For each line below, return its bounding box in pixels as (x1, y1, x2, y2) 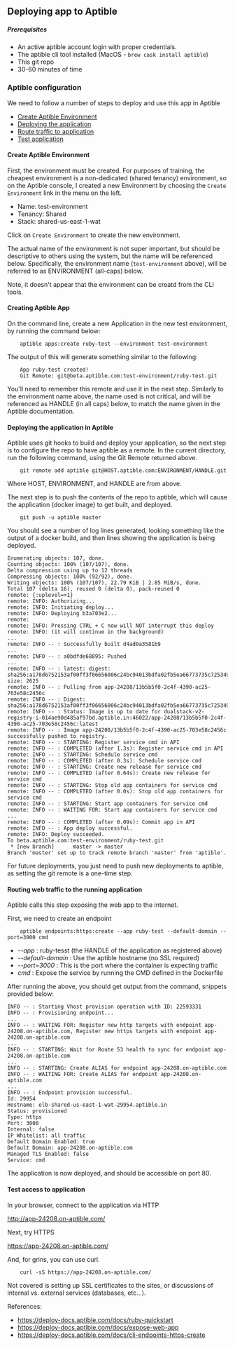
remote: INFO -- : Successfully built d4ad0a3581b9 (7, 641, 161, 648)
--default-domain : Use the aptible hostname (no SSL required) (17, 954, 200, 962)
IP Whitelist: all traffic (7, 1132, 86, 1139)
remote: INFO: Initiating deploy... (7, 604, 114, 611)
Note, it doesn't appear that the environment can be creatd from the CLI (7, 280, 215, 288)
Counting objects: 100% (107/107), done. (7, 561, 130, 568)
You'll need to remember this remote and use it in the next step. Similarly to (7, 385, 224, 393)
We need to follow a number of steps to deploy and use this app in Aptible (7, 98, 220, 107)
